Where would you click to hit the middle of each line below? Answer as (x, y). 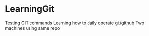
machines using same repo (32, 28)
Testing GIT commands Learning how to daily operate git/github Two (74, 23)
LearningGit (30, 9)
